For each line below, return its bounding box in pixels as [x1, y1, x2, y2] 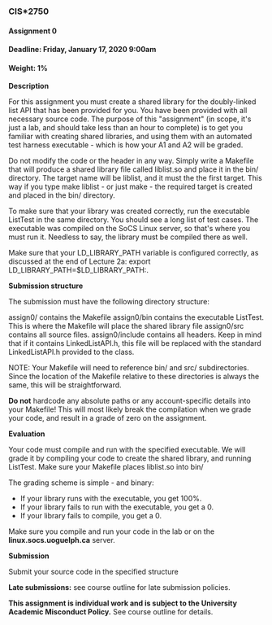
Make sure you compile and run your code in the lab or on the [8, 527, 215, 536]
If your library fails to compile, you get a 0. [19, 511, 162, 521]
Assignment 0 [8, 26, 58, 36]
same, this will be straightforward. [8, 380, 122, 390]
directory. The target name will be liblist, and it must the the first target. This [8, 173, 262, 183]
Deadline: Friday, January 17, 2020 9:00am [8, 45, 157, 55]
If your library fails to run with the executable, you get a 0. [19, 502, 214, 512]
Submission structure [8, 281, 84, 291]
